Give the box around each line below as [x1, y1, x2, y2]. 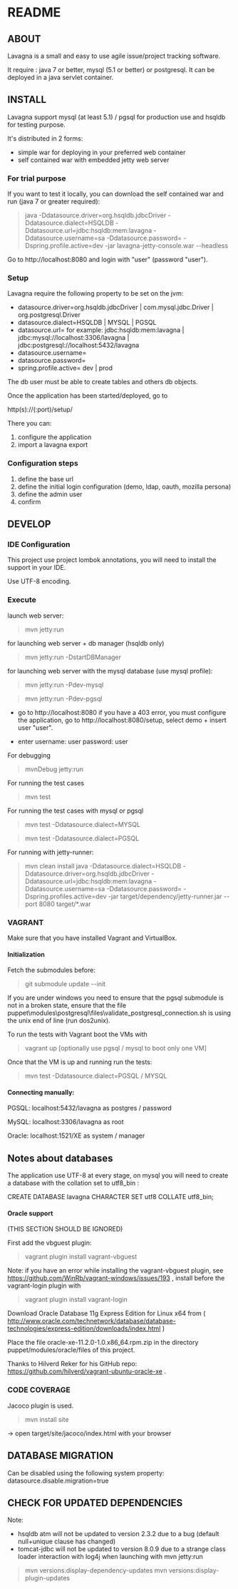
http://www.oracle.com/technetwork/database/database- [7, 1317, 176, 1325]
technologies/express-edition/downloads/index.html [7, 1324, 161, 1333]
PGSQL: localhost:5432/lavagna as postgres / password [7, 1104, 172, 1113]
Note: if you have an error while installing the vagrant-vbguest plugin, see [7, 1266, 224, 1275]
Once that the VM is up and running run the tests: [7, 1058, 152, 1066]
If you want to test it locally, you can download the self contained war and [7, 190, 224, 199]
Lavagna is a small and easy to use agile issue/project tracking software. [7, 51, 221, 60]
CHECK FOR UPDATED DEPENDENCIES [7, 1497, 183, 1509]
